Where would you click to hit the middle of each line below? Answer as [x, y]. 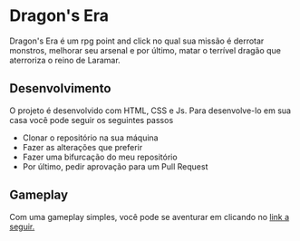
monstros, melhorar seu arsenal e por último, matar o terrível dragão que [145, 50]
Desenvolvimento [60, 88]
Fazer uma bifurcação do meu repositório [100, 157]
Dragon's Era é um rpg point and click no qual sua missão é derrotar [137, 41]
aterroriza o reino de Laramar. [65, 60]
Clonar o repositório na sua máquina [90, 138]
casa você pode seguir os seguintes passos [92, 120]
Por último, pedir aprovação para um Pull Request [115, 166]
